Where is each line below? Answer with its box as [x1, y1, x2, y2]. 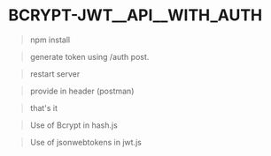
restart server [29, 68, 81, 79]
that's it [29, 102, 58, 113]
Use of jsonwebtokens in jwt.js [29, 137, 143, 147]
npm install [29, 34, 71, 45]
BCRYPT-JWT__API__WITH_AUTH [8, 5, 263, 26]
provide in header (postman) [29, 85, 135, 96]
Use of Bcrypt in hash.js [29, 120, 119, 130]
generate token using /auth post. [29, 51, 150, 62]
